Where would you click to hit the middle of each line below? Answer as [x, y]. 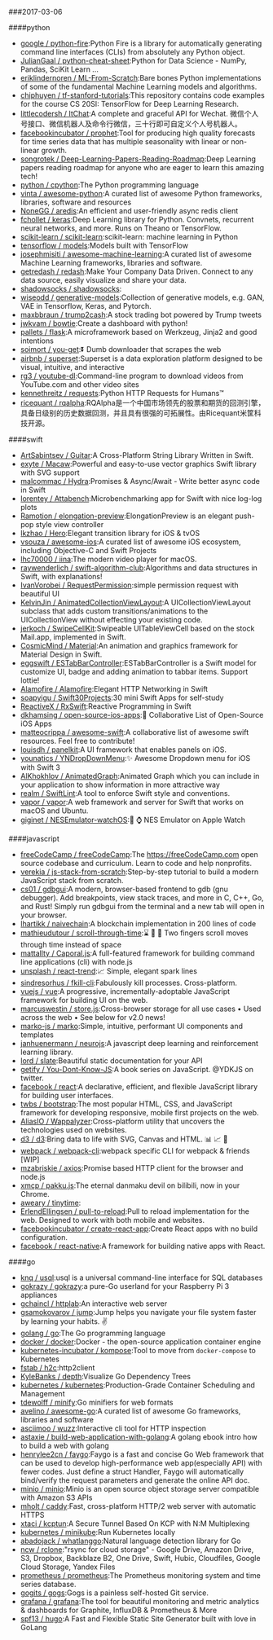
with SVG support [50, 473]
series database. [48, 1584]
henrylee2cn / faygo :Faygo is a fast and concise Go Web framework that [142, 1454]
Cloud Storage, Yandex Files [68, 1567]
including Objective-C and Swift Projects [88, 550]
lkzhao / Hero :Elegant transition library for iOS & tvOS [110, 533]
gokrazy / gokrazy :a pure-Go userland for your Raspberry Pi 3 [125, 1286]
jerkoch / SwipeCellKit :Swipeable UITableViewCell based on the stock [137, 628]
